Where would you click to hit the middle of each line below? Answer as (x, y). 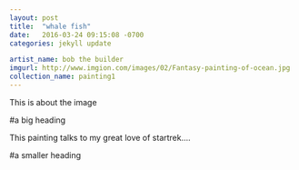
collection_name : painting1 (63, 77)
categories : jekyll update (60, 43)
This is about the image (53, 102)
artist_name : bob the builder (67, 60)
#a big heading (38, 120)
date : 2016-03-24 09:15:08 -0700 (77, 35)
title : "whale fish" (50, 26)
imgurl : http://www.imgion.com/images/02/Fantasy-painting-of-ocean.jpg (150, 68)
